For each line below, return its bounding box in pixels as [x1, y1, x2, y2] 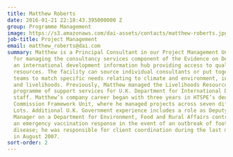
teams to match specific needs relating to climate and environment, [13, 74, 218, 82]
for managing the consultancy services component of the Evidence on [13, 56, 218, 63]
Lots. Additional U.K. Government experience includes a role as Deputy [13, 107, 228, 114]
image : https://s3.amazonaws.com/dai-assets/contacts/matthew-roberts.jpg [7, 29, 228, 37]
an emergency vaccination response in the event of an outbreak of [13, 119, 213, 127]
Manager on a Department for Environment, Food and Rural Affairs [13, 113, 209, 120]
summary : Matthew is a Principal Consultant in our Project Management [7, 49, 218, 56]
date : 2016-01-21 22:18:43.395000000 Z [7, 17, 123, 24]
